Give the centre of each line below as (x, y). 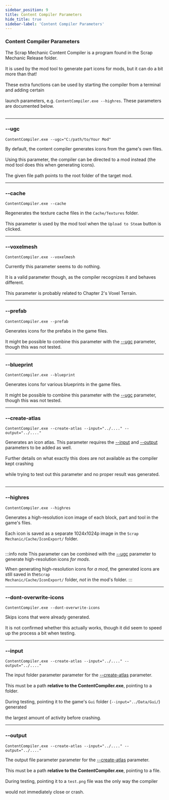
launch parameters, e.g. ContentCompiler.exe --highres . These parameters (83, 101)
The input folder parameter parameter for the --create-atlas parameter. (79, 675)
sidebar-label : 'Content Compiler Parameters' (55, 24)
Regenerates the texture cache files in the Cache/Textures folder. (72, 213)
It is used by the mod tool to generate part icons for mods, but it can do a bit (84, 68)
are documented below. (30, 106)
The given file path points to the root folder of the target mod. (69, 175)
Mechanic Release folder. (31, 58)
